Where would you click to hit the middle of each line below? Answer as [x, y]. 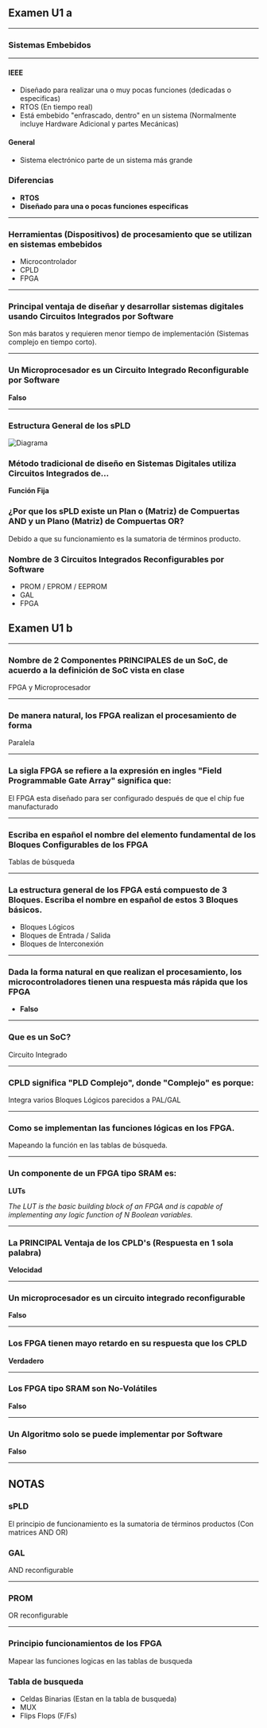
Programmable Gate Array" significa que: [90, 781]
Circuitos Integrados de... [59, 473]
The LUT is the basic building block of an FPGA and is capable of [116, 1206]
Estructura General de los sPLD [70, 425]
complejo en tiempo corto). [52, 342]
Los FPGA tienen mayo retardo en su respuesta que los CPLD [128, 1343]
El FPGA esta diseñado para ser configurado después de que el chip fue [126, 798]
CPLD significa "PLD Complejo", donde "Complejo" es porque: [131, 1082]
